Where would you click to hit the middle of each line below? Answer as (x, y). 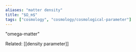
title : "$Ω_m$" (21, 15)
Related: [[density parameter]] (37, 44)
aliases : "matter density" (34, 10)
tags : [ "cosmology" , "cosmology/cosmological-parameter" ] (68, 19)
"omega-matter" (22, 34)
